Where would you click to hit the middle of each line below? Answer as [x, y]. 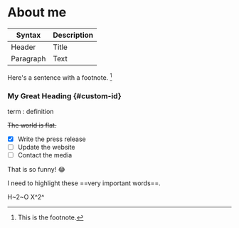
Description [73, 35]
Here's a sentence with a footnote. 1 [60, 77]
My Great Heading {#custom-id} [65, 95]
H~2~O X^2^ [26, 197]
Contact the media [45, 155]
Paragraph [28, 58]
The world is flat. [32, 125]
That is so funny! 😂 [37, 170]
